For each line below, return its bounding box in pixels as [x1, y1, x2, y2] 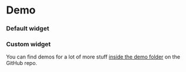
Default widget [6, 25, 49, 33]
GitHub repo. [6, 60, 37, 67]
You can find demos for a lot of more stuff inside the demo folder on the [6, 53, 181, 60]
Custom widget [6, 40, 51, 49]
